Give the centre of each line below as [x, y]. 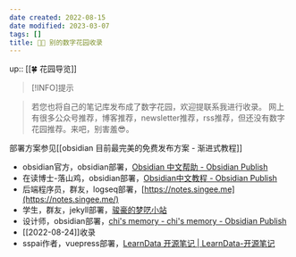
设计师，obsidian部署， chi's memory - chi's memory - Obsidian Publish [154, 221]
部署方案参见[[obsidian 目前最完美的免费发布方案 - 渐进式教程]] [126, 148]
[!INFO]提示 [52, 88]
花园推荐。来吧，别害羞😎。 [82, 129]
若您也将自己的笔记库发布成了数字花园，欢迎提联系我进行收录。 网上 [157, 107]
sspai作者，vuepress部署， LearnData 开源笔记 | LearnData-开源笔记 [148, 244]
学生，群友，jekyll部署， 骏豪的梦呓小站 [94, 210]
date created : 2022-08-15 [57, 17]
